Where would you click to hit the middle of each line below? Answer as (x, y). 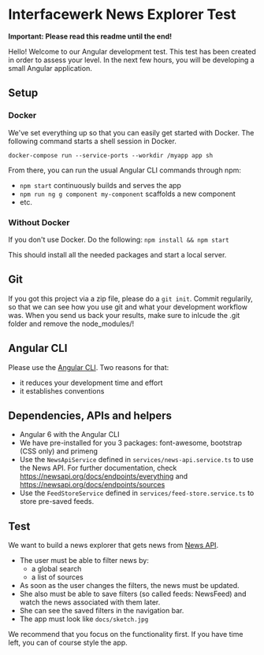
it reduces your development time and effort (91, 383)
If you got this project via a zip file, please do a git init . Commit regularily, (131, 298)
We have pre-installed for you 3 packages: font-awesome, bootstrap (131, 443)
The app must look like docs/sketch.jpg (84, 619)
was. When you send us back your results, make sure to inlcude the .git (124, 315)
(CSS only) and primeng (59, 451)
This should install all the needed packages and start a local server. (117, 254)
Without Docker (39, 222)
